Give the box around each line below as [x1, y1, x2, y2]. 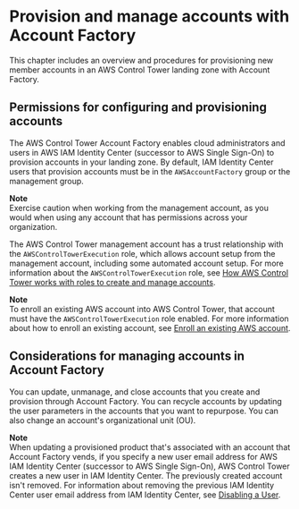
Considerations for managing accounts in [9, 349, 245, 364]
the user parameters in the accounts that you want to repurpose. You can [9, 405, 279, 416]
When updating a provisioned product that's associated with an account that [9, 441, 291, 453]
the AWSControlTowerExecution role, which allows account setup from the [9, 248, 276, 259]
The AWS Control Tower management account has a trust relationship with [9, 239, 284, 250]
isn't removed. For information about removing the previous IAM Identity [9, 479, 275, 490]
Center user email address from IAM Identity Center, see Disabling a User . [9, 489, 281, 500]
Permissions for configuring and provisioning [9, 100, 268, 115]
